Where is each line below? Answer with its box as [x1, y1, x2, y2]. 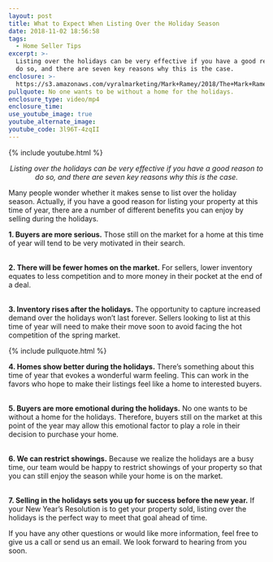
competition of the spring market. [8, 330, 120, 340]
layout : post [8, 11, 53, 20]
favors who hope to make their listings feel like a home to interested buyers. [8, 379, 262, 389]
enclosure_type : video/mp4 [8, 95, 100, 103]
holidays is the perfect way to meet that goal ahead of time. [8, 512, 208, 522]
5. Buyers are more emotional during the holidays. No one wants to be [8, 403, 248, 413]
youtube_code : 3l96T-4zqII [8, 125, 100, 133]
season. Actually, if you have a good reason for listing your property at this [8, 196, 258, 206]
